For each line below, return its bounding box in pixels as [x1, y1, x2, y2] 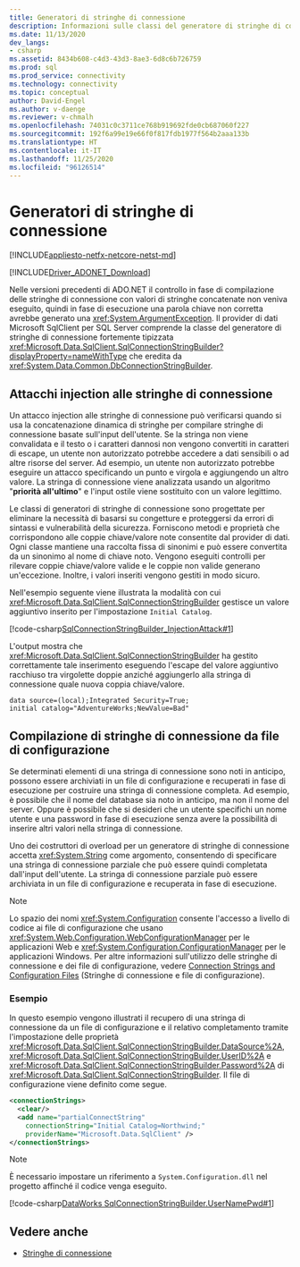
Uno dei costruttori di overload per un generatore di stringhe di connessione [9, 840, 290, 850]
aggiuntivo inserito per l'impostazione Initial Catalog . [9, 606, 212, 617]
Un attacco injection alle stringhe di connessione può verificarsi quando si [9, 410, 282, 421]
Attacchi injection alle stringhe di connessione [9, 386, 273, 401]
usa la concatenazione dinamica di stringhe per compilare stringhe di [9, 419, 263, 430]
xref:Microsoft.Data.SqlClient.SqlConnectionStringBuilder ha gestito [9, 650, 259, 662]
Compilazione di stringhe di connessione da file [9, 728, 279, 743]
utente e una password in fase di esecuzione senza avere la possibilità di [9, 813, 278, 824]
